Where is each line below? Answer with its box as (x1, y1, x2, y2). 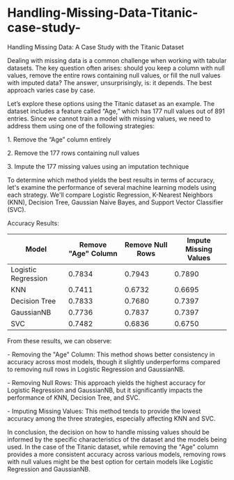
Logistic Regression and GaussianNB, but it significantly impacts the (7, 386, 203, 394)
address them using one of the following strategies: (7, 121, 155, 130)
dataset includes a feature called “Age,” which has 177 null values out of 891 (7, 107, 225, 115)
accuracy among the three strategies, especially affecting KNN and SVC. (7, 414, 216, 423)
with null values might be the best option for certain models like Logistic (7, 457, 214, 465)
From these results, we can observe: (7, 336, 112, 345)
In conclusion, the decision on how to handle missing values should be (7, 428, 210, 436)
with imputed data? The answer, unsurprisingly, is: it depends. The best (7, 78, 212, 87)
